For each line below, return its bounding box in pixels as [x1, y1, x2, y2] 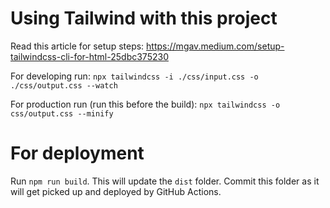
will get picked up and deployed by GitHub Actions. [10, 185, 222, 197]
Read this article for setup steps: [10, 40, 145, 52]
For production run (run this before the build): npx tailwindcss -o [10, 98, 281, 110]
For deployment [10, 142, 145, 165]
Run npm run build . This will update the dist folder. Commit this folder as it [10, 175, 320, 187]
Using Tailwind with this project [10, 7, 278, 30]
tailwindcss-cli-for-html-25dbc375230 [10, 50, 169, 62]
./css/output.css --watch [10, 80, 118, 91]
